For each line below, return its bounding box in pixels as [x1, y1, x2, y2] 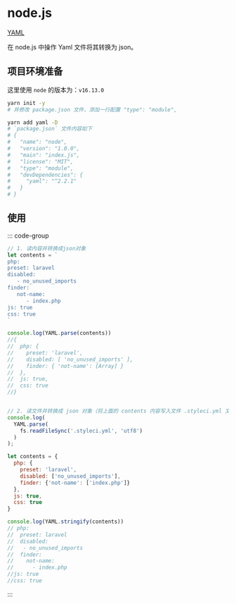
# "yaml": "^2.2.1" [7, 178, 77, 185]
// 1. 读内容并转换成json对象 [7, 245, 86, 252]
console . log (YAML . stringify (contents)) [7, 518, 124, 526]
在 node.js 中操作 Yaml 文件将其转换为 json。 [7, 42, 138, 51]
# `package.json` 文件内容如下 [7, 125, 93, 132]
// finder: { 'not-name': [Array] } [7, 362, 124, 369]
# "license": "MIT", [7, 158, 74, 165]
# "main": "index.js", [7, 152, 80, 159]
